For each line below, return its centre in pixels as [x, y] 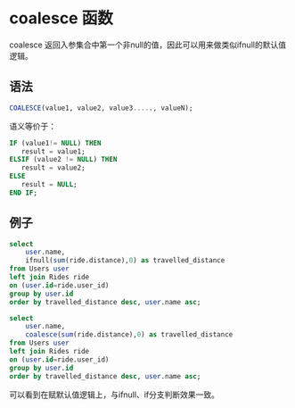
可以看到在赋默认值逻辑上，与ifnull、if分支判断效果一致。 [115, 395]
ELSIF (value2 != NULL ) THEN [63, 160]
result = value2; [53, 168]
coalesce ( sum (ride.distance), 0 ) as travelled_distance [129, 335]
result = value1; [53, 151]
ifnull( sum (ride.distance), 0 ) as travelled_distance [125, 261]
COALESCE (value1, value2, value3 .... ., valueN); [101, 108]
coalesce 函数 [61, 18]
